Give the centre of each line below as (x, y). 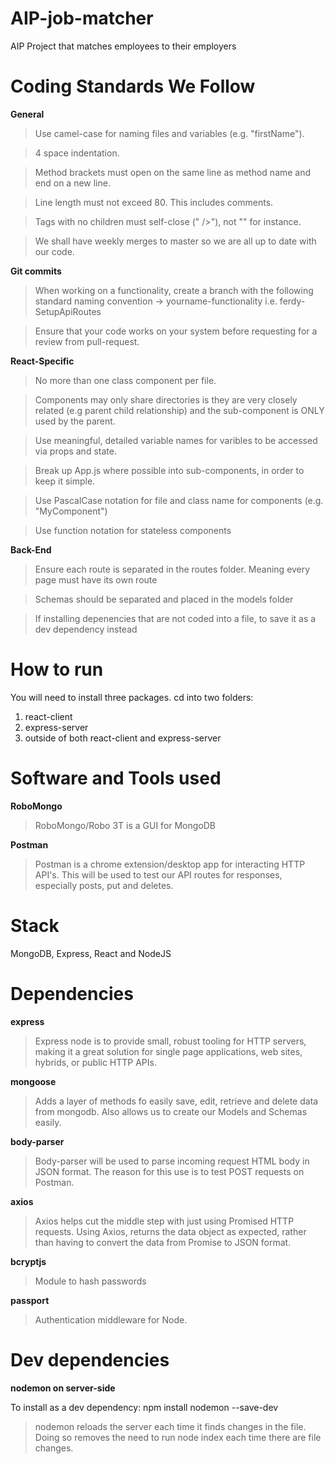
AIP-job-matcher (82, 18)
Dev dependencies (90, 1359)
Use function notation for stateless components (133, 530)
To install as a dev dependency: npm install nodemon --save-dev (144, 1407)
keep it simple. (65, 481)
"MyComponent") (71, 511)
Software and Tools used (116, 778)
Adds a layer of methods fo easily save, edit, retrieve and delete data (176, 1101)
